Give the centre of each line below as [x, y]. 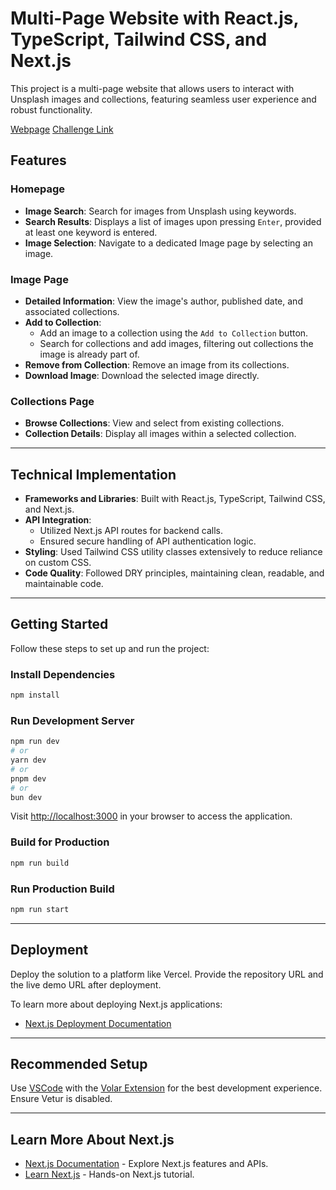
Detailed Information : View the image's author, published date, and [163, 301]
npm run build [40, 863]
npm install [35, 695]
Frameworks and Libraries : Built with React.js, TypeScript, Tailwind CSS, [175, 499]
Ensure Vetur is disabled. [61, 1099]
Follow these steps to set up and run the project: [110, 648]
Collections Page [52, 401]
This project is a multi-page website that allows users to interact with [152, 88]
